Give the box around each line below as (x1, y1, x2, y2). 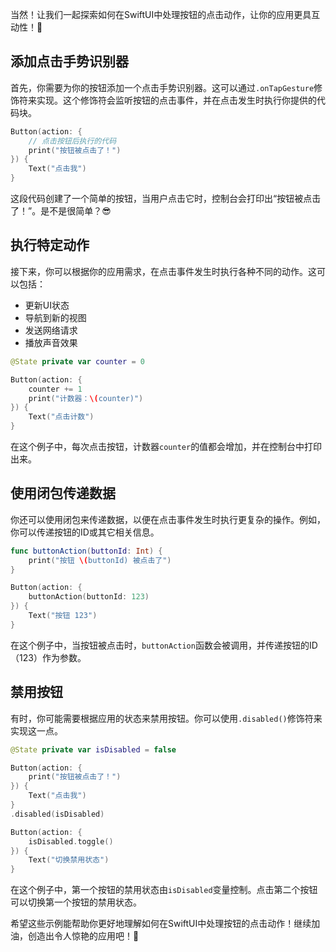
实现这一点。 (10, 724, 63, 737)
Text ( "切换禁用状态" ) (28, 855, 110, 865)
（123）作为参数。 (10, 651, 87, 663)
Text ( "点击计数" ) (28, 412, 95, 422)
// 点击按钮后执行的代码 (28, 136, 117, 146)
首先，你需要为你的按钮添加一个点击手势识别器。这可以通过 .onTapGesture (10, 81, 315, 93)
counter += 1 (28, 384, 83, 394)
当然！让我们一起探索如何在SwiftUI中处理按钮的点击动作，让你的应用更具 (10, 9, 312, 20)
